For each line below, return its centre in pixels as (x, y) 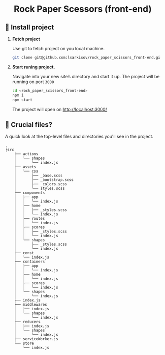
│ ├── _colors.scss (41, 184)
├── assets (25, 167)
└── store (24, 343)
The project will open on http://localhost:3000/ (60, 109)
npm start (22, 100)
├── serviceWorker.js (36, 339)
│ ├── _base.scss (38, 176)
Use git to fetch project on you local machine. (58, 48)
